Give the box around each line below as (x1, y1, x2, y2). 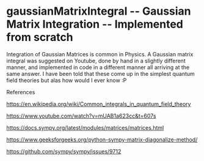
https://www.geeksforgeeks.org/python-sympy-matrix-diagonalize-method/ (6, 136, 198, 143)
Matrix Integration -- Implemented (6, 17, 183, 31)
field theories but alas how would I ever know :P (6, 77, 127, 84)
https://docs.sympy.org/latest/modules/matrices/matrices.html (6, 124, 164, 131)
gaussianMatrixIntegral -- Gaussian (6, 4, 191, 18)
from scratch (6, 31, 73, 44)
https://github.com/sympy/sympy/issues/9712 (6, 148, 122, 155)
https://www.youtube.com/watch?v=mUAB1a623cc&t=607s (6, 112, 156, 119)
